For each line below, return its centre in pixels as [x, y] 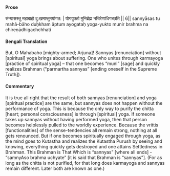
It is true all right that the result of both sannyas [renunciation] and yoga [81, 98]
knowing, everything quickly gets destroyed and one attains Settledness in [84, 146]
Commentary [20, 86]
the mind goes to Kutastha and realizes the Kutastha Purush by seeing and [84, 141]
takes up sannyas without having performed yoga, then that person [76, 119]
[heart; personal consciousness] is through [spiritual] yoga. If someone [80, 114]
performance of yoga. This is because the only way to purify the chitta [80, 108]
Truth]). [13, 75]
